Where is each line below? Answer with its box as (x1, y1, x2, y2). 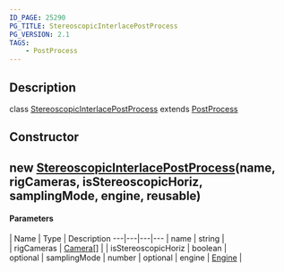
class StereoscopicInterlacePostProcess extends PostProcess (9, 103, 239, 114)
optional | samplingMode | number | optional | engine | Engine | (9, 252, 243, 263)
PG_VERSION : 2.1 (9, 30, 70, 39)
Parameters (9, 213, 54, 224)
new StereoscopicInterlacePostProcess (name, (9, 160, 276, 175)
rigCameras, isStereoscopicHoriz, (9, 174, 203, 189)
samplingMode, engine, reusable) (9, 188, 202, 203)
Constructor (9, 129, 79, 145)
